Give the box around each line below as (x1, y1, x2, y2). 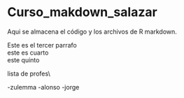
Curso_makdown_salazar (7, 4, 157, 20)
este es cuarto (7, 48, 49, 57)
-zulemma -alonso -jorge (7, 83, 80, 91)
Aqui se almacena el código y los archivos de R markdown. (7, 27, 177, 36)
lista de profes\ (7, 69, 51, 78)
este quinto (7, 55, 40, 64)
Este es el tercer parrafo (7, 41, 77, 49)
